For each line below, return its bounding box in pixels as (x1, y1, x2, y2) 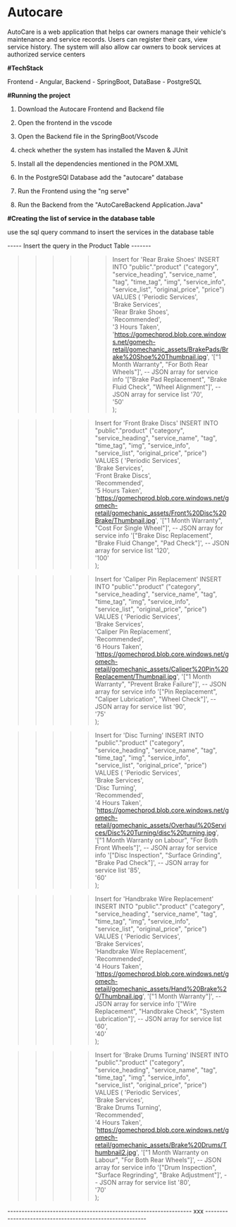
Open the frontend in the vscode (17, 118, 113, 127)
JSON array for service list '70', (112, 389, 204, 399)
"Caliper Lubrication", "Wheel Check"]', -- (94, 694, 216, 703)
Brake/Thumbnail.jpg (94, 516, 156, 524)
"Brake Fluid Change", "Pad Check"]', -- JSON (94, 538, 230, 547)
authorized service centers (7, 50, 86, 59)
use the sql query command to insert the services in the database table (7, 227, 214, 236)
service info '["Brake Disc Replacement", (94, 531, 213, 540)
